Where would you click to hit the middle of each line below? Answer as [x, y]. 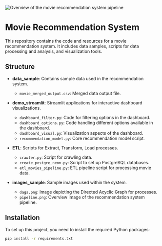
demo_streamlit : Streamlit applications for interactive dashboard [77, 102]
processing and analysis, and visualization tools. [54, 51]
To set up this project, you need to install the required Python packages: [78, 229]
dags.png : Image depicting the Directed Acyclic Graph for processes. [88, 192]
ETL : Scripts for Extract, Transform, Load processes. [65, 148]
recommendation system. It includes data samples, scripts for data [72, 46]
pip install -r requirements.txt [39, 238]
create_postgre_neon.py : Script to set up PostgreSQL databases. [84, 162]
